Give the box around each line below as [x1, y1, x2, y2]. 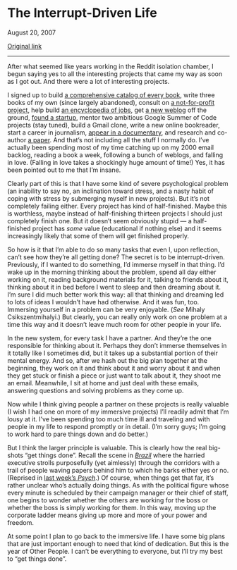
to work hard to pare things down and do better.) [7, 430, 149, 438]
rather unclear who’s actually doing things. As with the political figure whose [7, 481, 229, 489]
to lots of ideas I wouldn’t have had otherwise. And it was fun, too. [7, 297, 200, 306]
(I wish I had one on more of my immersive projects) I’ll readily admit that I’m [7, 407, 229, 416]
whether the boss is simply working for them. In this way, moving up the [7, 503, 217, 512]
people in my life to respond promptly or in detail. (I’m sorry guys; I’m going [7, 422, 226, 430]
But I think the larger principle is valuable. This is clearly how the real [7, 443, 207, 452]
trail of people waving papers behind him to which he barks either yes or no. [7, 466, 229, 474]
